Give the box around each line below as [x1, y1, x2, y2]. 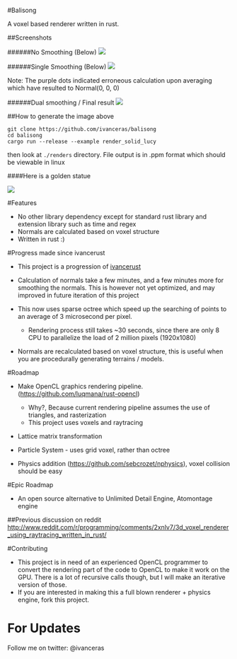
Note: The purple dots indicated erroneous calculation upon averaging [7, 76, 212, 84]
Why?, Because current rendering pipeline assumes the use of [28, 403, 210, 412]
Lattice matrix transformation [17, 432, 103, 441]
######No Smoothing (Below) [7, 48, 97, 56]
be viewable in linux [7, 158, 65, 166]
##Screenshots [7, 33, 52, 42]
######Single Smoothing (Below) [7, 63, 107, 71]
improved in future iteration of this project [17, 291, 139, 299]
